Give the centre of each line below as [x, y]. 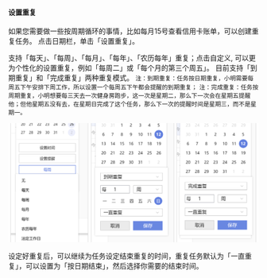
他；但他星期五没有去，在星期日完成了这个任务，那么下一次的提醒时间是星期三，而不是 [130, 104]
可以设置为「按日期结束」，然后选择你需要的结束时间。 [114, 265]
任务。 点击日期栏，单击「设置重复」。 [77, 41]
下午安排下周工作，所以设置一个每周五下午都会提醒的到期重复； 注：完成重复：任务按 [139, 87]
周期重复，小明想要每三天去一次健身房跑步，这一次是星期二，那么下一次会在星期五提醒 [130, 96]
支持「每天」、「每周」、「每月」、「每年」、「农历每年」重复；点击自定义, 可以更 [132, 58]
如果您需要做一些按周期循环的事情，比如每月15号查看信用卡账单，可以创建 [130, 31]
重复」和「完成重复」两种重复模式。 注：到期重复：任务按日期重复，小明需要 [131, 78]
